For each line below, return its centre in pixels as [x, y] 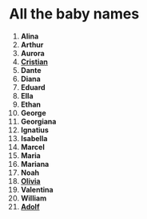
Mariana [35, 164]
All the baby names [74, 14]
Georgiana [38, 121]
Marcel [32, 147]
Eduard [33, 87]
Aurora [32, 53]
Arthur [32, 44]
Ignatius [34, 130]
